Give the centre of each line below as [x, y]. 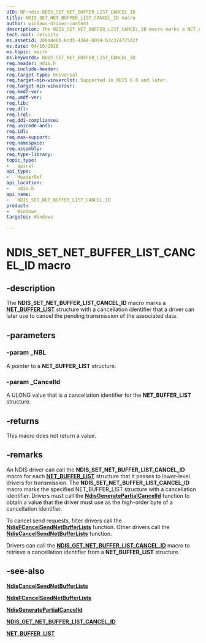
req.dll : [17, 109]
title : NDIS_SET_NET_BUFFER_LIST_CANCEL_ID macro [71, 18]
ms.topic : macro [27, 52]
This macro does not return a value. [51, 435]
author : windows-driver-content [48, 23]
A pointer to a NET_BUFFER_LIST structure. [61, 366]
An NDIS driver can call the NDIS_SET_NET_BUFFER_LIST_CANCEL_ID [96, 470]
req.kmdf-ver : [25, 92]
